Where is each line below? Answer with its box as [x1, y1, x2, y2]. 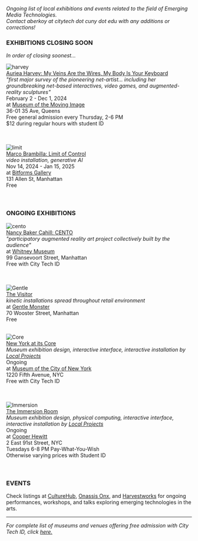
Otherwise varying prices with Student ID [6, 452, 106, 459]
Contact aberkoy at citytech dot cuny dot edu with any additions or [6, 18, 170, 24]
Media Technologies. [6, 11, 57, 18]
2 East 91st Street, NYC [6, 439, 63, 446]
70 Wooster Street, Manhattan [6, 309, 80, 316]
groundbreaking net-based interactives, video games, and [6, 82, 148, 89]
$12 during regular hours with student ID [6, 120, 104, 127]
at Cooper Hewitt [6, 433, 48, 440]
